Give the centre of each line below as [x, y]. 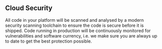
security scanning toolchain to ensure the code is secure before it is [75, 25]
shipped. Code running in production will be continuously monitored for [78, 30]
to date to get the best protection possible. [49, 41]
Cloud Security [29, 8]
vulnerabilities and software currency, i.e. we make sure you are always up [81, 36]
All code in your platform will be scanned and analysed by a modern [75, 20]
